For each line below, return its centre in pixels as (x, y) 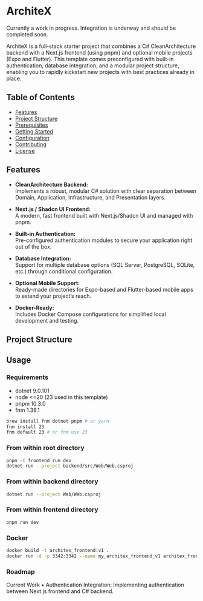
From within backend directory (52, 482)
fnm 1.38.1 (27, 410)
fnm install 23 (25, 427)
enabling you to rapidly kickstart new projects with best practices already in (100, 72)
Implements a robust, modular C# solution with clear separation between (106, 191)
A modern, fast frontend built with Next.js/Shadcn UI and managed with (104, 215)
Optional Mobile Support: (47, 283)
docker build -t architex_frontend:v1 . (58, 550)
